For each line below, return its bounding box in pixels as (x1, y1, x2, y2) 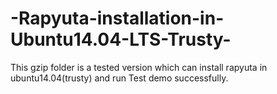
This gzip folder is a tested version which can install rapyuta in (10, 61, 268, 73)
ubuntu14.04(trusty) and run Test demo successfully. (10, 72, 229, 84)
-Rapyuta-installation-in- (10, 7, 225, 30)
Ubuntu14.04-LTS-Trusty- (10, 28, 232, 51)
